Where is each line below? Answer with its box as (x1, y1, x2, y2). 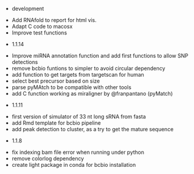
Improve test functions (11, 29, 67, 36)
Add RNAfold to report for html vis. (11, 17, 97, 23)
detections (11, 59, 39, 65)
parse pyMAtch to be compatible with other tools (11, 84, 132, 91)
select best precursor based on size (11, 77, 100, 84)
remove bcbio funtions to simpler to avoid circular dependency (11, 65, 166, 72)
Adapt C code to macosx (11, 23, 73, 30)
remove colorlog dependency (11, 155, 84, 162)
